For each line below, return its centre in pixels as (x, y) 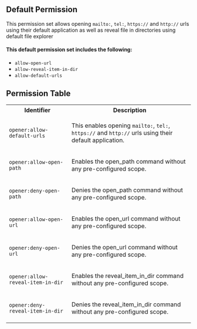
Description (130, 110)
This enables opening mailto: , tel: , (120, 126)
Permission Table (38, 94)
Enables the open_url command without (126, 218)
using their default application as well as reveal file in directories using (91, 30)
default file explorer (30, 36)
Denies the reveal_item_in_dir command (126, 304)
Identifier (38, 110)
